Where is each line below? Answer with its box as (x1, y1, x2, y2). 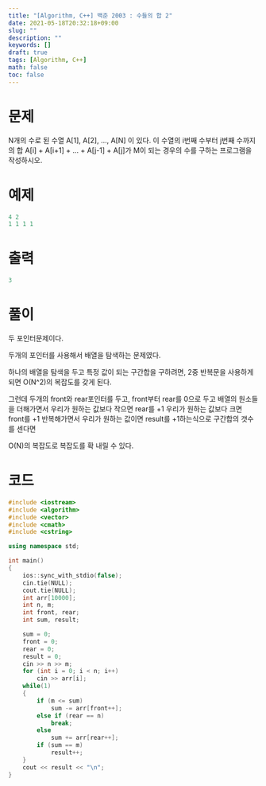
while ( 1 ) (22, 682, 52, 691)
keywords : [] (8, 41, 52, 49)
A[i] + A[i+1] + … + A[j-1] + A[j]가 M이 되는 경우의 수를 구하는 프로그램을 (25, 145, 253, 155)
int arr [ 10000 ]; (22, 593, 77, 601)
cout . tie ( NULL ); (22, 586, 77, 594)
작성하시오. (8, 155, 43, 165)
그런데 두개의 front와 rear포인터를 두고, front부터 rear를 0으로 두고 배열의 (8, 395, 237, 403)
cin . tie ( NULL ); (22, 578, 73, 587)
